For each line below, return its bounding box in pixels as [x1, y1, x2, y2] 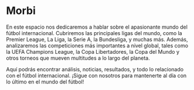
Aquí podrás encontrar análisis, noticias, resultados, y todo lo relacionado [6, 65, 183, 72]
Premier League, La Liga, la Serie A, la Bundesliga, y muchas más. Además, [6, 36, 189, 43]
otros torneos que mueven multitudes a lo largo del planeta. [6, 54, 151, 61]
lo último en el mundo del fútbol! [6, 78, 84, 85]
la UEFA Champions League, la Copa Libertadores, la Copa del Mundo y [6, 48, 180, 55]
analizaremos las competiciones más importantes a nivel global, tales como [6, 42, 189, 49]
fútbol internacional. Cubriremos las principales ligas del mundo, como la [6, 29, 183, 36]
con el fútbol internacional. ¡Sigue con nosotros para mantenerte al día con [6, 72, 187, 79]
